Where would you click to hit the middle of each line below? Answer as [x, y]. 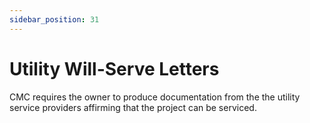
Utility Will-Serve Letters [114, 68]
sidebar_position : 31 [54, 19]
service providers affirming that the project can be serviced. [133, 107]
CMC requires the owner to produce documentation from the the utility [155, 97]
